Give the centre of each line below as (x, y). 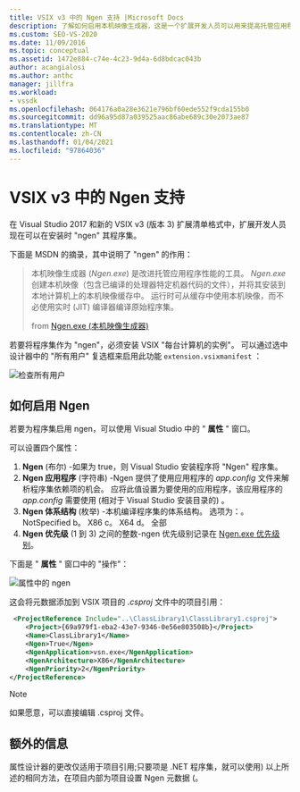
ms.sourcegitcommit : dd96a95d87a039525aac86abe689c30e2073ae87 (129, 117)
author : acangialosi (48, 68)
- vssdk (24, 101)
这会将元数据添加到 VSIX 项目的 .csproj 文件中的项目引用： (117, 602)
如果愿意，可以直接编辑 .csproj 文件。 (79, 712)
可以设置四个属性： (45, 448)
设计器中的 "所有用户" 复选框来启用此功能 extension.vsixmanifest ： (136, 356)
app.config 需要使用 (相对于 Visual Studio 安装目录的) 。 (125, 501)
